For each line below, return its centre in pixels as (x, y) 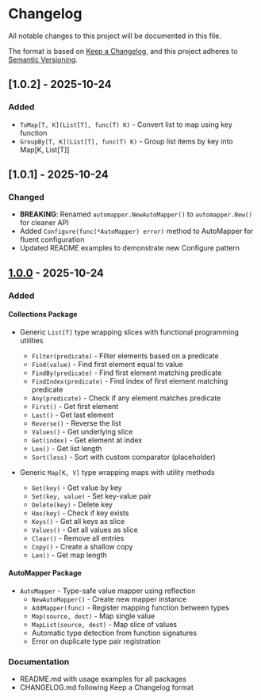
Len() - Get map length (69, 555)
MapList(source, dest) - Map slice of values (104, 625)
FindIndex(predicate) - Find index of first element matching (130, 381)
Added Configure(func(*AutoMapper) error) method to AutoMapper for (136, 231)
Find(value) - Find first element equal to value (107, 364)
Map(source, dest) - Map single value (93, 616)
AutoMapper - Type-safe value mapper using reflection (107, 591)
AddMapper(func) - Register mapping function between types (130, 608)
